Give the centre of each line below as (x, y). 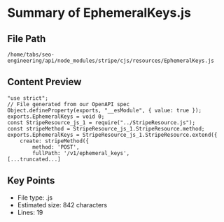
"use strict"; (28, 98)
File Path (27, 39)
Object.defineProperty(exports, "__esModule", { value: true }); (104, 110)
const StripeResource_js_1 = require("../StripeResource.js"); (101, 123)
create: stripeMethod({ (55, 141)
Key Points (31, 180)
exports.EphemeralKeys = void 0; (56, 117)
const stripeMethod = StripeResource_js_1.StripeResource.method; (106, 128)
